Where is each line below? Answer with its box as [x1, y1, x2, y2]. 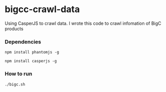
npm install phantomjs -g [5, 50, 59, 55]
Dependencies [5, 38, 41, 45]
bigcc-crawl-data [5, 4, 80, 15]
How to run [5, 70, 32, 77]
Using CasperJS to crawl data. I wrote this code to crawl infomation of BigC [5, 20, 162, 26]
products [5, 25, 24, 31]
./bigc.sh [5, 82, 26, 87]
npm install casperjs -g [5, 59, 57, 64]
